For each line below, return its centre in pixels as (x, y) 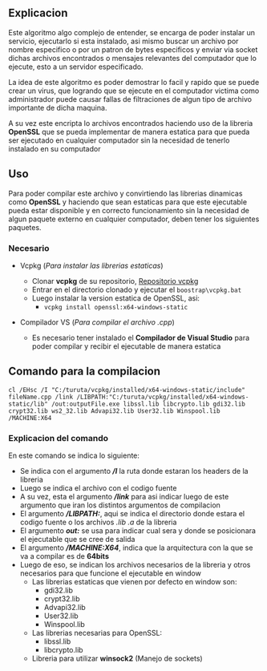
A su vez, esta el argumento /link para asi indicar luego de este (124, 497)
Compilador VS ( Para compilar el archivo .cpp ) (97, 322)
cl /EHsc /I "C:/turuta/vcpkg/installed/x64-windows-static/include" (127, 390)
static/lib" (28, 404)
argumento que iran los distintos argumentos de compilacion (120, 505)
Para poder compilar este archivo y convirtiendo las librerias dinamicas (125, 193)
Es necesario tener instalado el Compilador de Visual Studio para (141, 338)
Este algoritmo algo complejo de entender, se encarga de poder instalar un (131, 32)
